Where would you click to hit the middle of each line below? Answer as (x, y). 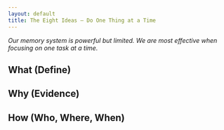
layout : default (32, 14)
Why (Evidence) (44, 94)
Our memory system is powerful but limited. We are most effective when (113, 40)
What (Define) (40, 70)
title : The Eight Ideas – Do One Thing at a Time (82, 20)
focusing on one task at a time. (53, 48)
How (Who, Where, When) (66, 118)
